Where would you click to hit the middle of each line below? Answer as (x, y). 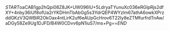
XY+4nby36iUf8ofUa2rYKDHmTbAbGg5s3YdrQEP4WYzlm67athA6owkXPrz (85, 12)
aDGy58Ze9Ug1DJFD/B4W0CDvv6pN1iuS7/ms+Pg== (61, 23)
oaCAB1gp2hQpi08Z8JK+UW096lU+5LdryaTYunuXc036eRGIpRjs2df (92, 7)
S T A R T (12, 7)
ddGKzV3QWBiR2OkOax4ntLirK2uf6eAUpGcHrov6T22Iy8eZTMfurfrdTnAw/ (85, 18)
